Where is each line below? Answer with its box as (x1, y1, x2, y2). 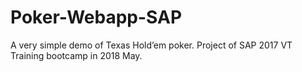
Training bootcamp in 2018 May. (10, 49, 143, 61)
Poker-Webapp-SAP (10, 6, 183, 29)
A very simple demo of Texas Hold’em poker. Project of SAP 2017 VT (10, 39, 293, 51)
